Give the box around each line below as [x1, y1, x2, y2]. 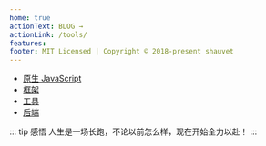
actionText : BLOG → [9, 22, 84, 31]
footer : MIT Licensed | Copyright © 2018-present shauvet [9, 47, 234, 56]
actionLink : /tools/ [9, 30, 88, 39]
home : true [9, 13, 51, 23]
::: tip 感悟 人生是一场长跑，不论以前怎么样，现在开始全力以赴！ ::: [9, 126, 258, 137]
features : [9, 38, 47, 48]
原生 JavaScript [22, 73, 82, 84]
